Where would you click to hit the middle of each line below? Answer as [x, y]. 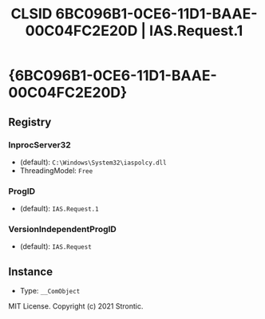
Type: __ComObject [50, 291]
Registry [30, 122]
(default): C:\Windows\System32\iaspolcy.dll [93, 162]
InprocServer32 [40, 144]
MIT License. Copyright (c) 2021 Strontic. [76, 306]
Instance [31, 272]
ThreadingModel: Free [56, 170]
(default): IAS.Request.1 [59, 209]
